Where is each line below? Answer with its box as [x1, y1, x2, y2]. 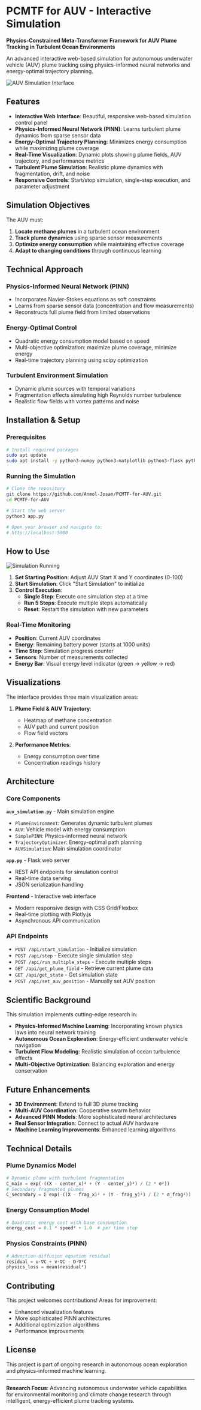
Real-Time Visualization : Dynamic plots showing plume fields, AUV [14, 151, 182, 158]
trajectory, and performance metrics [14, 157, 105, 164]
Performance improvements [14, 1328, 84, 1335]
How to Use [6, 546, 50, 556]
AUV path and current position [23, 723, 99, 730]
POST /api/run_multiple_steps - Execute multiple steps [14, 959, 151, 966]
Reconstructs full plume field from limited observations [14, 309, 151, 316]
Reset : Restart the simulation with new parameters [23, 606, 148, 613]
